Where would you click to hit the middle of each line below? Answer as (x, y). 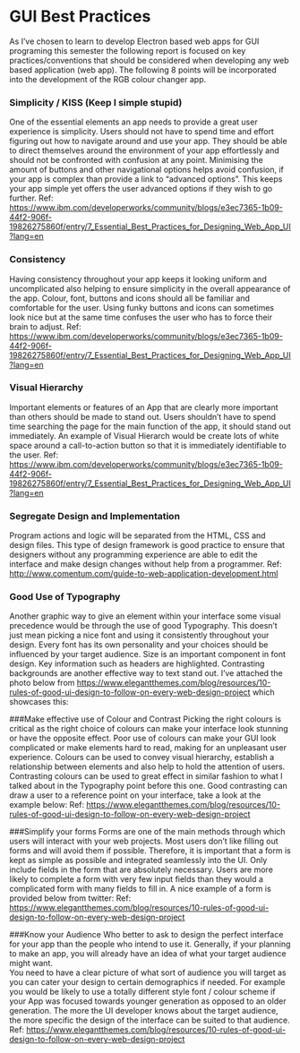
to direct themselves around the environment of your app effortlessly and (144, 150)
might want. (31, 963)
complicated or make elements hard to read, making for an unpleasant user (148, 748)
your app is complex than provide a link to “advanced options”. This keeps (146, 179)
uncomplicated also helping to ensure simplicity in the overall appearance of (150, 288)
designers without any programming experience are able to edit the (133, 555)
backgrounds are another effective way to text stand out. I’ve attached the (146, 673)
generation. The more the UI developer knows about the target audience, (144, 1011)
